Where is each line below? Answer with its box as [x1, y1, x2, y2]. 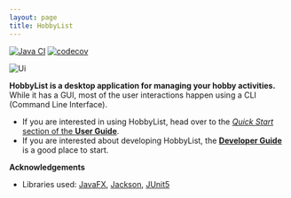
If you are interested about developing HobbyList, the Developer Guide [21, 135, 282, 146]
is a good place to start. [21, 144, 109, 155]
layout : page [9, 12, 58, 22]
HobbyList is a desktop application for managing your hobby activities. [9, 80, 276, 91]
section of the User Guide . [21, 125, 120, 136]
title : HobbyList [9, 21, 74, 30]
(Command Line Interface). [9, 99, 108, 109]
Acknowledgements [9, 162, 86, 172]
